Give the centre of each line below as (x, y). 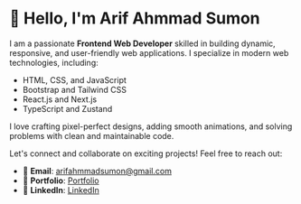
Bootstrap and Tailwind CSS (74, 89)
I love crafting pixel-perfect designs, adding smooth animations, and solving (151, 126)
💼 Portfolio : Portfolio (61, 181)
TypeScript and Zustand (67, 108)
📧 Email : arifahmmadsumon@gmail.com (97, 171)
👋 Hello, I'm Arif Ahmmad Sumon (135, 19)
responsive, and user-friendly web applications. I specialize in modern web (149, 52)
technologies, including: (54, 62)
